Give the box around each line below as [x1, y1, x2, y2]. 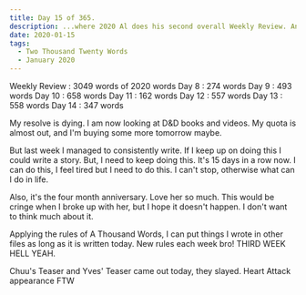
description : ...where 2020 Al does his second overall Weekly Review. [9, 22, 287, 31]
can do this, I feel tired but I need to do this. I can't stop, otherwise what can [9, 165, 295, 175]
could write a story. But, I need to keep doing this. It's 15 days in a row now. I [9, 155, 296, 165]
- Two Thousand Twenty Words [17, 47, 128, 56]
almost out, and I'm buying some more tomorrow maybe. [9, 127, 222, 137]
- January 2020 [17, 56, 76, 65]
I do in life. [9, 174, 48, 185]
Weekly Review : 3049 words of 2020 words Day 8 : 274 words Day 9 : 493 [9, 81, 292, 91]
